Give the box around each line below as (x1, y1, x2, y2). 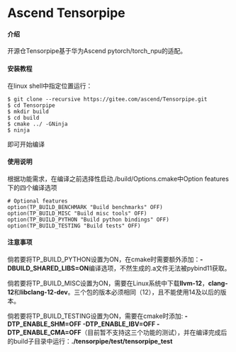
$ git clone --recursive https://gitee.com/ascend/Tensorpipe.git (7, 96, 208, 103)
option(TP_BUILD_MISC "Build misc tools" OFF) (7, 210, 147, 217)
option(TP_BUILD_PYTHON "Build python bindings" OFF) (7, 216, 170, 223)
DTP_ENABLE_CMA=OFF (7, 328, 82, 336)
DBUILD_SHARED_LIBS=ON (7, 264, 89, 272)
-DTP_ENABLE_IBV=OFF (82, 320, 156, 328)
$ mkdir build (7, 108, 50, 115)
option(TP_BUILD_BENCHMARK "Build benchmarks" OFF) (7, 203, 163, 210)
